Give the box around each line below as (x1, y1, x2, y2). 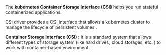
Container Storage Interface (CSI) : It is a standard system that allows (5, 34, 151, 40)
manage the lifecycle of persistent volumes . (5, 24, 97, 30)
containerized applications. (5, 9, 62, 15)
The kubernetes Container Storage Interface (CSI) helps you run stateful (5, 4, 158, 10)
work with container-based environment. (5, 45, 90, 50)
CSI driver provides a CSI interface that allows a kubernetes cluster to (5, 19, 150, 25)
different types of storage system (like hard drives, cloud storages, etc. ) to (5, 39, 161, 45)
